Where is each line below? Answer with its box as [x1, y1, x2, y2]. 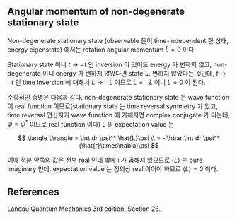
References [7, 185, 59, 197]
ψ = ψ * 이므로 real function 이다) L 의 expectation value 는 [7, 118, 175, 128]
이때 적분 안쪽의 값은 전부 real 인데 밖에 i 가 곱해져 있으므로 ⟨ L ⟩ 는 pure [7, 156, 203, 165]
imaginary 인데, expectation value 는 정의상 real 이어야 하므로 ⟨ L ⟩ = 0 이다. [7, 165, 219, 173]
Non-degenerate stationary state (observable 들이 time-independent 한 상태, [7, 36, 229, 45]
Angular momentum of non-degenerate [7, 6, 185, 18]
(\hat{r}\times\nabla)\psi [79, 141, 150, 150]
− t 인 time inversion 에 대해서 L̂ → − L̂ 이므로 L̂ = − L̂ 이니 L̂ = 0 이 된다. [7, 78, 206, 86]
